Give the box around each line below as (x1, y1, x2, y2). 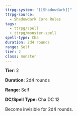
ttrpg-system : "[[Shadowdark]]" (5, 7, 72, 12)
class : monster (5, 53, 37, 59)
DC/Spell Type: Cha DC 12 (5, 96, 60, 102)
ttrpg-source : (5, 12, 35, 17)
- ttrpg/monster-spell (9, 30, 57, 35)
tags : (5, 21, 16, 26)
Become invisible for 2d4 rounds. (5, 106, 74, 112)
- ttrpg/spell (9, 26, 39, 31)
